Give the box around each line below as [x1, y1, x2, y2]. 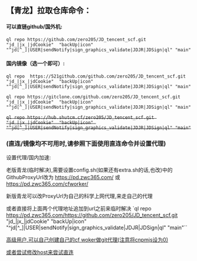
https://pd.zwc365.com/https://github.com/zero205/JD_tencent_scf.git [6, 212, 178, 219]
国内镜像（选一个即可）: [6, 60, 65, 67]
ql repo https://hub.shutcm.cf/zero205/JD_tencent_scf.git [6, 114, 155, 121]
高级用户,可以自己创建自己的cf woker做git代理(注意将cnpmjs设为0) [6, 236, 169, 243]
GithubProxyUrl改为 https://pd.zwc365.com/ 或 [6, 174, 120, 181]
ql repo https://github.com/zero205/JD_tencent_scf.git [6, 36, 146, 42]
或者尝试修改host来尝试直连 [6, 249, 74, 256]
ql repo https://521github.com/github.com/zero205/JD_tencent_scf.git [6, 73, 186, 79]
